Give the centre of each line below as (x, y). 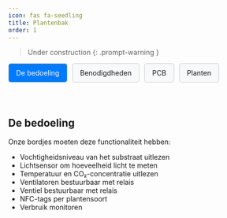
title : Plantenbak (38, 23)
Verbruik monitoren (51, 207)
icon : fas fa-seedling (45, 15)
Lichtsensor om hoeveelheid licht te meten (88, 165)
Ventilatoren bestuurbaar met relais (77, 183)
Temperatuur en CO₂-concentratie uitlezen (89, 174)
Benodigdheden (106, 73)
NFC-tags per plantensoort (63, 199)
